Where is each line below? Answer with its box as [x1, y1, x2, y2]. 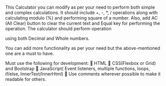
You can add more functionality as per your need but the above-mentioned [5, 45, 160, 51]
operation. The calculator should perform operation [5, 26, 112, 32]
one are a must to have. [5, 50, 54, 56]
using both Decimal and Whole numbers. [5, 35, 90, 41]
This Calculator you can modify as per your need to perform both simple [5, 5, 155, 10]
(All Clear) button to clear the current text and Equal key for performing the [5, 20, 160, 26]
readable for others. [5, 76, 47, 82]
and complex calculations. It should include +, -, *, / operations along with [5, 10, 158, 16]
